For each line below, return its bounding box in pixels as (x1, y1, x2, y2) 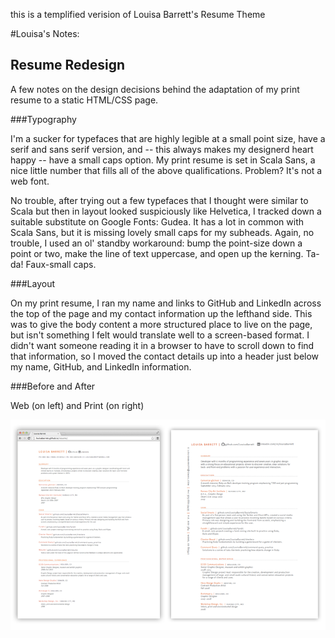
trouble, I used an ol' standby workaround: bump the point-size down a (10, 237, 303, 249)
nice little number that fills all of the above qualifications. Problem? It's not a (10, 164, 323, 176)
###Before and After (10, 380, 96, 392)
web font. (10, 175, 50, 187)
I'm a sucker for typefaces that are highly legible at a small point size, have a (10, 132, 326, 144)
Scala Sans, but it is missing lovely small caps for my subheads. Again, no (10, 226, 315, 238)
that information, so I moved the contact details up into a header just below (10, 350, 320, 362)
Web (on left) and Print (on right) (10, 399, 145, 411)
